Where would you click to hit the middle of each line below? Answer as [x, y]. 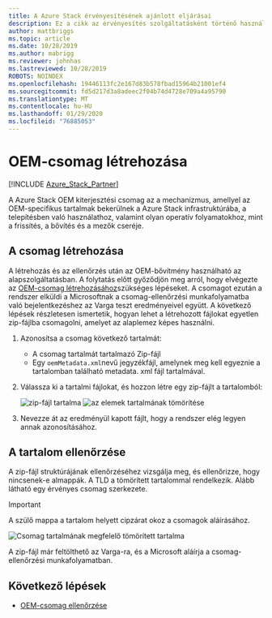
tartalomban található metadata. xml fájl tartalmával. [119, 371]
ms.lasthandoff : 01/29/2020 [56, 114]
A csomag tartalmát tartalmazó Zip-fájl [96, 354]
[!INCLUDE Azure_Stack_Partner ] [64, 184]
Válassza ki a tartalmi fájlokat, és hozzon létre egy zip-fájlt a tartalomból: [141, 387]
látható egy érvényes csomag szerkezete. [78, 489]
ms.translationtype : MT [49, 99]
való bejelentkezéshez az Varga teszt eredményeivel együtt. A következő [130, 305]
